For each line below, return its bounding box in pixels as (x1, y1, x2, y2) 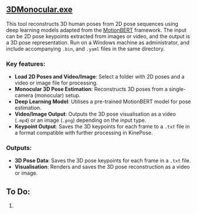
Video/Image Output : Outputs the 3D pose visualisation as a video (14, 111, 176, 118)
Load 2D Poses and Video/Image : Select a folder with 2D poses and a (14, 73, 185, 80)
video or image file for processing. (14, 79, 98, 87)
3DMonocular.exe (6, 5, 73, 15)
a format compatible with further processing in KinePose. (14, 129, 153, 137)
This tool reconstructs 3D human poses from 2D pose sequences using (6, 20, 179, 27)
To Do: (6, 186, 30, 196)
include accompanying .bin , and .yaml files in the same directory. (6, 45, 165, 52)
